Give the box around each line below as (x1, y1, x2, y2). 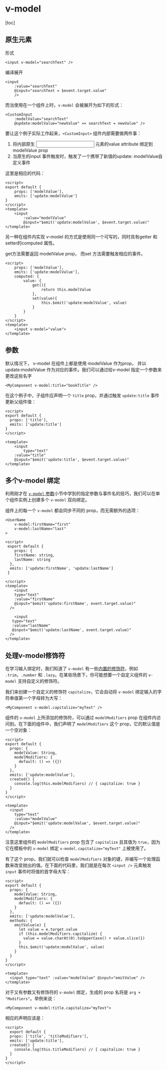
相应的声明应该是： (5, 1015, 45, 1021)
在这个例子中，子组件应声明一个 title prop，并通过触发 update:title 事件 (5, 392, 160, 398)
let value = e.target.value (18, 927, 78, 932)
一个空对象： (5, 727, 32, 733)
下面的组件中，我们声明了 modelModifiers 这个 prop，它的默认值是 (22, 721, 160, 727)
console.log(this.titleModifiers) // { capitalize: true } (14, 1047, 141, 1052)
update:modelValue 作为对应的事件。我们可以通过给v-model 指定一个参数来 (5, 367, 162, 373)
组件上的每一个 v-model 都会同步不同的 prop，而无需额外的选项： (5, 507, 140, 513)
